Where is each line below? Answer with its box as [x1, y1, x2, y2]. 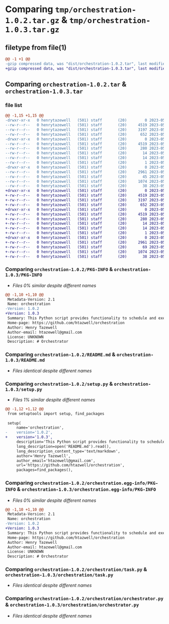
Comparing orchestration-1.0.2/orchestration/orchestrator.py [5, 595, 163, 602]
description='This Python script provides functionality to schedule [16, 439, 165, 445]
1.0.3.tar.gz [5, 25, 59, 35]
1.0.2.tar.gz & [5, 14, 68, 26]
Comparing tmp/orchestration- [5, 4, 137, 15]
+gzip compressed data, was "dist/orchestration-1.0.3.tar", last [5, 66, 147, 71]
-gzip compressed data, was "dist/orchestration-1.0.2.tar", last [5, 61, 147, 66]
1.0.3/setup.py [5, 386, 43, 392]
